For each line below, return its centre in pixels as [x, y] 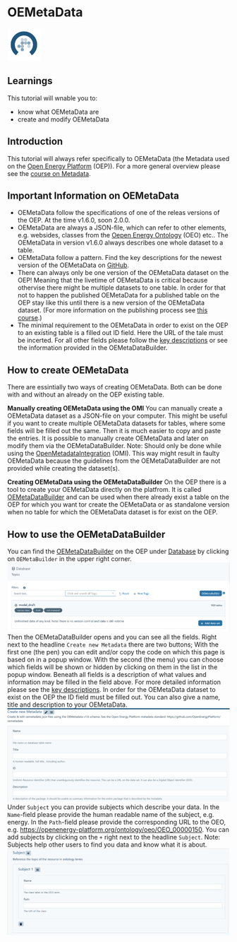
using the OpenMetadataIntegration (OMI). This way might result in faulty [114, 454]
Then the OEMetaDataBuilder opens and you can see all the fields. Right [112, 637]
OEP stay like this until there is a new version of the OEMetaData [111, 303]
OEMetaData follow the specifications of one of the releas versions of [119, 213]
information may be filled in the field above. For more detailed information [114, 682]
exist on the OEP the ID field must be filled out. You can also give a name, [114, 697]
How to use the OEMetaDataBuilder [86, 534]
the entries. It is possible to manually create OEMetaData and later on [108, 438]
